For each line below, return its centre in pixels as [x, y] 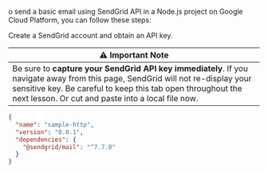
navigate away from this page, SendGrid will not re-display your [132, 79]
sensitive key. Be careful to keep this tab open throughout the [127, 88]
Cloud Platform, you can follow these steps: [80, 20]
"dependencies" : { [46, 140]
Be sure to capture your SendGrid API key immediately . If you [130, 69]
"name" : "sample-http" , [55, 124]
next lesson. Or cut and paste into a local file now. [105, 98]
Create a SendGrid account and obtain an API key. [91, 35]
